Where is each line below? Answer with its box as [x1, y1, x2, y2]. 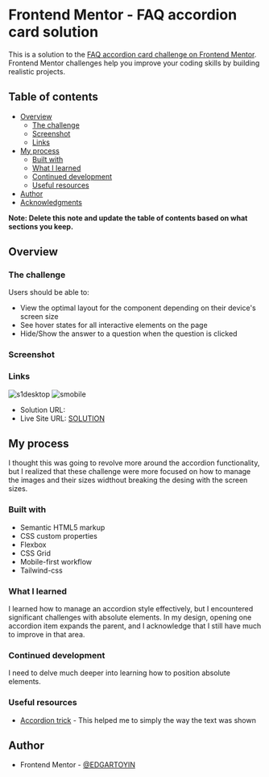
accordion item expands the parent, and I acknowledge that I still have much [8, 621, 262, 631]
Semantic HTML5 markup [19, 523, 106, 532]
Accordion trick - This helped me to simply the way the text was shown [19, 715, 256, 724]
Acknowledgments [19, 197, 83, 207]
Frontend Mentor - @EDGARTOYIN [19, 760, 135, 770]
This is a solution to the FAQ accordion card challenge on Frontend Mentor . [8, 49, 257, 59]
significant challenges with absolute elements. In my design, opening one [8, 612, 252, 623]
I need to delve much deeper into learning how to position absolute [8, 668, 231, 678]
